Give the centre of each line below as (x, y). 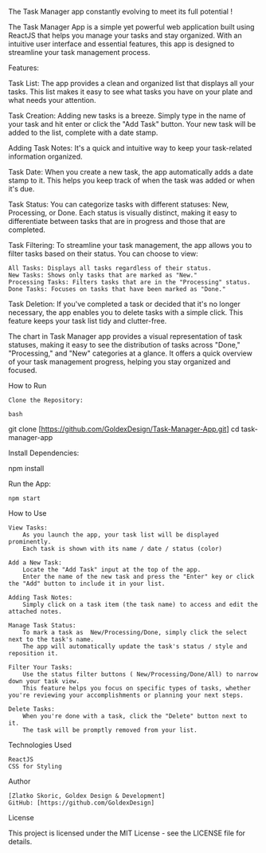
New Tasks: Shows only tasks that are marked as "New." (103, 275)
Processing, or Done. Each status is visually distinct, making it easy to (123, 213)
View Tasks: (28, 528)
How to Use (27, 513)
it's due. (22, 189)
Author (20, 781)
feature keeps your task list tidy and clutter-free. (88, 321)
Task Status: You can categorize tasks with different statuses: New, (119, 204)
